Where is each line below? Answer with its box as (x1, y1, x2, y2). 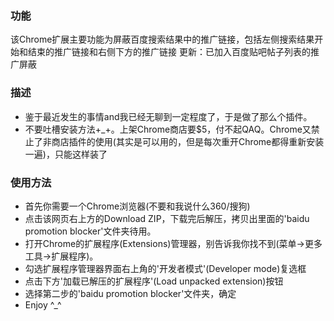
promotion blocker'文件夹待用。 (24, 225, 157, 237)
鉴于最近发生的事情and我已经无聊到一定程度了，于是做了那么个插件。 (24, 110, 313, 122)
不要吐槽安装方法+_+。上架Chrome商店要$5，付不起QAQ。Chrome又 (24, 123, 312, 135)
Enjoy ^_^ (24, 298, 62, 311)
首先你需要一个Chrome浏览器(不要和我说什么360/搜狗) (24, 200, 251, 212)
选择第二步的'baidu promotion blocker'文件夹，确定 (24, 287, 237, 299)
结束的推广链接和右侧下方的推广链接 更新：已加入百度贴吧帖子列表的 (27, 46, 311, 58)
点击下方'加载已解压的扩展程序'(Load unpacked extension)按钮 (24, 275, 284, 287)
